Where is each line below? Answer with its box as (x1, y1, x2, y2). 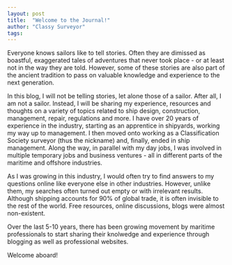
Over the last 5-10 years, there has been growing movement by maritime (7, 222, 215, 231)
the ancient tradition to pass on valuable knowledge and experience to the (7, 71, 220, 79)
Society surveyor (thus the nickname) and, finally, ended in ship (7, 137, 190, 145)
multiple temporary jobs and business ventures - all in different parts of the (7, 151, 223, 160)
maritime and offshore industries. (7, 158, 102, 167)
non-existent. (7, 209, 46, 218)
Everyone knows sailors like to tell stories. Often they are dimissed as (7, 49, 206, 57)
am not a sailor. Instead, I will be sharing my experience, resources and (7, 99, 211, 108)
